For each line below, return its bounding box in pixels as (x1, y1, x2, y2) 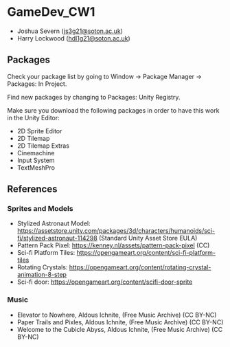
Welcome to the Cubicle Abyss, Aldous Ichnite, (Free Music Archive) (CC (16, 325, 223, 333)
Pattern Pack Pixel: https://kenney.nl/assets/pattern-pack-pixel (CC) (16, 241, 210, 249)
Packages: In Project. (7, 80, 67, 88)
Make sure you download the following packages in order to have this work (7, 106, 220, 114)
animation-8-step (16, 271, 67, 279)
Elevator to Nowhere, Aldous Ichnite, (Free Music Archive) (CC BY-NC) (16, 311, 217, 319)
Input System (16, 156, 55, 164)
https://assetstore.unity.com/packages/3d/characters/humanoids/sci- (16, 227, 215, 235)
